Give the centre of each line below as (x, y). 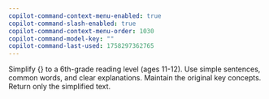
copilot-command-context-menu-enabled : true (85, 16)
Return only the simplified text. (60, 87)
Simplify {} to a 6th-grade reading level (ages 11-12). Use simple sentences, (134, 69)
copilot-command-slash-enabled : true (72, 24)
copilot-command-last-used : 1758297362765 (81, 46)
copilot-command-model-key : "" (61, 39)
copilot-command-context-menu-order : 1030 (81, 31)
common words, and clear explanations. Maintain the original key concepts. (135, 78)
